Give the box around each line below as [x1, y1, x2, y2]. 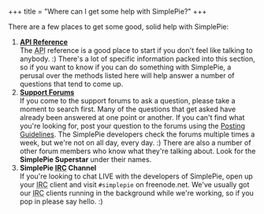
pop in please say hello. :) [19, 197, 104, 206]
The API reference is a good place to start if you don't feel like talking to [19, 46, 254, 54]
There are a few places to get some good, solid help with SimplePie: [8, 22, 229, 31]
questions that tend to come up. [19, 79, 124, 88]
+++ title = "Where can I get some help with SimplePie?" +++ [8, 7, 207, 16]
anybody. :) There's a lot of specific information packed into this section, [19, 54, 256, 63]
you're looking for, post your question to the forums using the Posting [19, 122, 246, 130]
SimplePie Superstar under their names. [19, 155, 152, 164]
